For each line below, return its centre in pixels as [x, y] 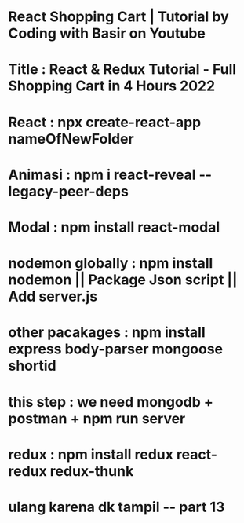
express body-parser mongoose [116, 349]
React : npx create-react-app [105, 122]
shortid [32, 366]
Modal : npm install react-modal [114, 227]
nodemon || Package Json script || [123, 280]
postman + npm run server [97, 418]
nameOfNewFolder [71, 139]
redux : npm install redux [91, 454]
